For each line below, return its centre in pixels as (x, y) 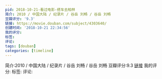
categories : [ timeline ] (29, 51)
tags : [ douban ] (21, 46)
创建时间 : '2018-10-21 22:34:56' (38, 28)
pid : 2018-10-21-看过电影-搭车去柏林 (40, 10)
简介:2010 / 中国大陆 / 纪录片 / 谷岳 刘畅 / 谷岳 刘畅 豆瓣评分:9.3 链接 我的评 (81, 65)
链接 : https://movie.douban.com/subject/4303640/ (56, 23)
